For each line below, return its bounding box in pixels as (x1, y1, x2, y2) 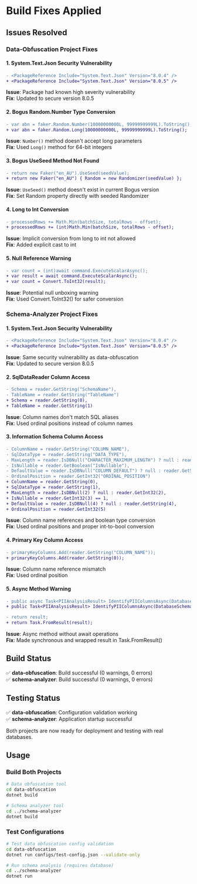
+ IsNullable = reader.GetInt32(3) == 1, (6, 495, 109, 501)
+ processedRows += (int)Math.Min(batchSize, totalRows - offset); (6, 224, 175, 230)
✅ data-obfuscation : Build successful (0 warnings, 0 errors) (6, 669, 153, 676)
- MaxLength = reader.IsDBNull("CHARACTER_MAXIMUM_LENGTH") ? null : (6, 457, 180, 463)
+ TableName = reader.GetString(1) (6, 403, 93, 409)
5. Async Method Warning (6, 585, 72, 592)
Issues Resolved (6, 28, 67, 38)
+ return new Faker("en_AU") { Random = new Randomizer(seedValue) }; (6, 176, 182, 181)
